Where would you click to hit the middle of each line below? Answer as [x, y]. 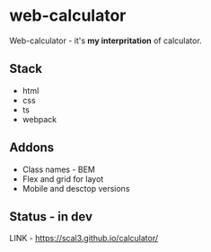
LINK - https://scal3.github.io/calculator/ [84, 238]
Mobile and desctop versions [76, 188]
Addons [32, 148]
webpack [39, 119]
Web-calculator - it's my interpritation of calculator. [105, 40]
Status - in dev [51, 216]
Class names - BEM [59, 169]
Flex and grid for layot [63, 179]
